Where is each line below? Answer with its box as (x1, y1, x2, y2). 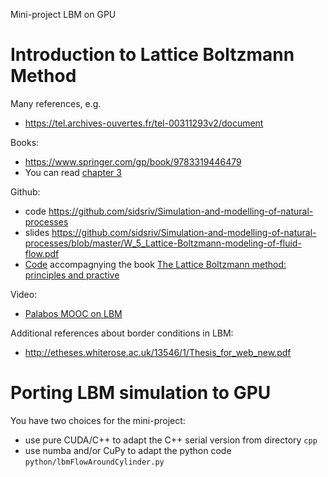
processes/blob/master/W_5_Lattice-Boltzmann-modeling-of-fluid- (24, 237, 302, 249)
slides (24, 226, 50, 238)
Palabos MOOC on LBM (24, 307, 123, 319)
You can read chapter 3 (24, 166, 122, 178)
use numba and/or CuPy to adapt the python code (24, 444, 232, 456)
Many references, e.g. (10, 97, 102, 109)
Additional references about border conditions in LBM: (10, 327, 234, 339)
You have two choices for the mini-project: (10, 414, 186, 426)
